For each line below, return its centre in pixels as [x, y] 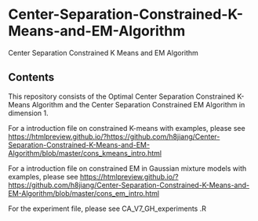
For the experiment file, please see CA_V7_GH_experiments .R [107, 208]
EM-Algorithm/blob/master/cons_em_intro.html [84, 193]
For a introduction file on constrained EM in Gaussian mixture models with [127, 168]
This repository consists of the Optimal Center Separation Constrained [122, 96]
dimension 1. [28, 113]
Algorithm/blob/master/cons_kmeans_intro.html [85, 153]
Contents [31, 77]
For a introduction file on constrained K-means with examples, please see [127, 128]
